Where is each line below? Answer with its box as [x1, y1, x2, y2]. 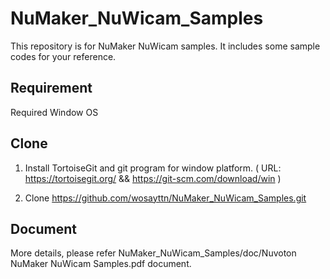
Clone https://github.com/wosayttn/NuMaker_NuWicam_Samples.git [24, 192, 307, 204]
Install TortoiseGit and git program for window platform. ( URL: [24, 162, 282, 174]
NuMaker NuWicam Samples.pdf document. [10, 258, 192, 270]
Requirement [10, 80, 93, 97]
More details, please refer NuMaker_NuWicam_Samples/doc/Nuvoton [10, 247, 297, 259]
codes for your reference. [10, 50, 117, 62]
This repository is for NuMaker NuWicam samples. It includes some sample [10, 40, 321, 52]
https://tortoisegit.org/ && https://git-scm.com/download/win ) [24, 172, 282, 184]
